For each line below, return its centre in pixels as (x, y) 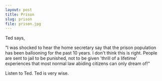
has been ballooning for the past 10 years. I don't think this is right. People (81, 53)
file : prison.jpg (23, 24)
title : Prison (20, 14)
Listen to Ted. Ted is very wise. (37, 73)
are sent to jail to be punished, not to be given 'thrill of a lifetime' (71, 58)
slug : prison (19, 19)
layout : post (19, 10)
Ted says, (15, 38)
